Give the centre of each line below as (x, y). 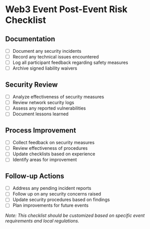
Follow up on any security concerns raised (57, 194)
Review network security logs (43, 103)
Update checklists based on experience (54, 154)
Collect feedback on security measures (54, 143)
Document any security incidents (47, 51)
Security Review (32, 85)
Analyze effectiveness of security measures (58, 97)
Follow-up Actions (35, 176)
